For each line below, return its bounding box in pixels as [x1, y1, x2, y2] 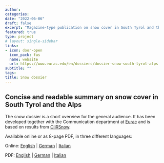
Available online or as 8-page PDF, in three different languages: [5, 133, 133, 139]
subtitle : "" [5, 66, 32, 71]
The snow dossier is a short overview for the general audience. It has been [5, 113, 156, 119]
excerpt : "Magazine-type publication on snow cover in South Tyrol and [5, 25, 154, 30]
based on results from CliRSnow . [5, 124, 71, 129]
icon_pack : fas [9, 52, 41, 57]
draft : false [5, 20, 32, 26]
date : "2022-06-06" [5, 16, 45, 21]
